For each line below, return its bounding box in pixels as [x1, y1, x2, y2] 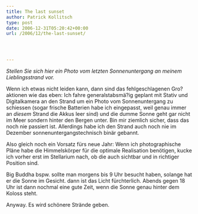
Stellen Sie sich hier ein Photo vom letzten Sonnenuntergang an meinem [6, 67, 182, 74]
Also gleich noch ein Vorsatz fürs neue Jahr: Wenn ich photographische [6, 141, 181, 148]
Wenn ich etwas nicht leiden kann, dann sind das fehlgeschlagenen [6, 85, 170, 92]
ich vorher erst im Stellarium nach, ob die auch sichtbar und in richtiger [6, 153, 180, 160]
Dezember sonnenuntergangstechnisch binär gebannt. [6, 129, 139, 137]
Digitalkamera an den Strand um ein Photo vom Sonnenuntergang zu [6, 98, 173, 105]
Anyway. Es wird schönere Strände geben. [6, 202, 110, 209]
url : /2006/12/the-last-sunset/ [6, 31, 86, 37]
